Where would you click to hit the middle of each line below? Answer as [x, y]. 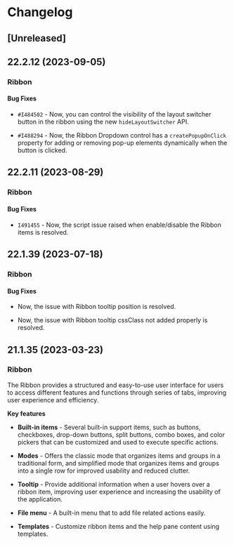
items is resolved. [43, 232]
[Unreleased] [37, 38]
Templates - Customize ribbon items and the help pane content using [118, 526]
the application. [40, 499]
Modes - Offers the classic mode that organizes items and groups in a [119, 455]
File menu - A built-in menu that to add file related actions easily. [111, 513]
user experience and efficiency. [53, 400]
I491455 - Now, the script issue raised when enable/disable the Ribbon [119, 225]
